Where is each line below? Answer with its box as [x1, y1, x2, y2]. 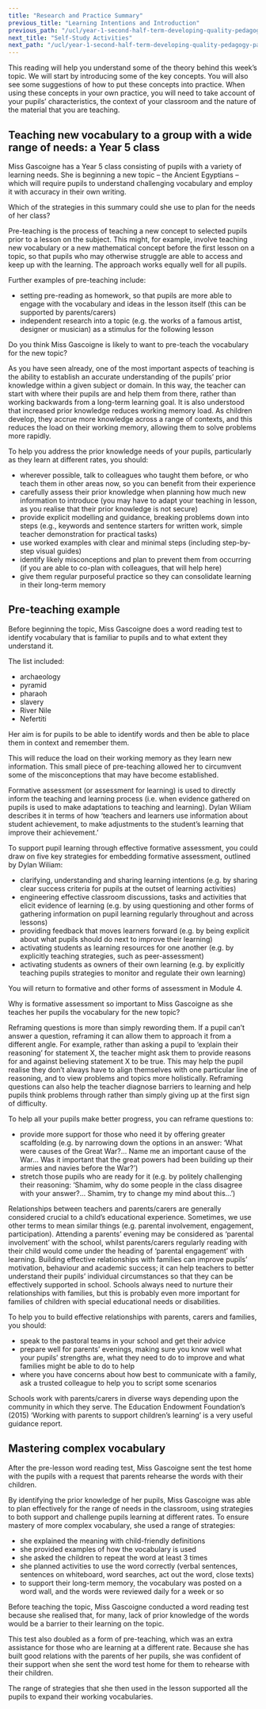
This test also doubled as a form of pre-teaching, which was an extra [8, 1634, 234, 1644]
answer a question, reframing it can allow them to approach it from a [8, 1031, 232, 1040]
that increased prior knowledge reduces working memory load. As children [8, 406, 253, 415]
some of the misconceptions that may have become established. [8, 770, 219, 779]
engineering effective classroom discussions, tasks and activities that [19, 892, 247, 901]
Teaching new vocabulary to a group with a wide [8, 128, 253, 141]
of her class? [8, 210, 51, 220]
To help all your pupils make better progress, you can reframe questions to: [8, 1113, 253, 1124]
